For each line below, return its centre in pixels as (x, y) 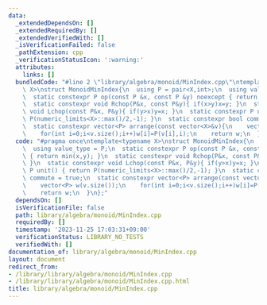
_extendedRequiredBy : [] (56, 30)
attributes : (35, 68)
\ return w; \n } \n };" (66, 193)
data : (17, 15)
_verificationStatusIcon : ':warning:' (80, 60)
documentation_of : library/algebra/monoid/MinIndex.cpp (103, 252)
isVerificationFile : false (60, 207)
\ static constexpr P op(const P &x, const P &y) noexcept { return (140, 97)
